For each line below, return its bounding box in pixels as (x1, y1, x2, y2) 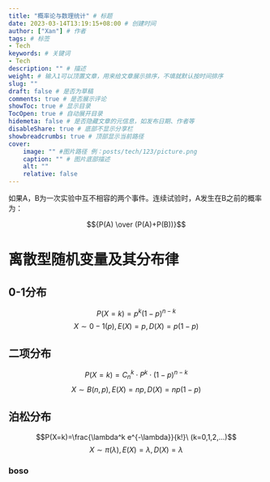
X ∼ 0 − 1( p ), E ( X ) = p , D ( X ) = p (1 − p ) (73, 321, 199, 331)
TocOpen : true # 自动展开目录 (8, 110, 103, 118)
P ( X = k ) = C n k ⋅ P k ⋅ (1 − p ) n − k (84, 369, 188, 382)
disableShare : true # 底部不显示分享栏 (8, 125, 134, 133)
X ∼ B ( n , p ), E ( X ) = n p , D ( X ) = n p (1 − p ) (71, 384, 201, 394)
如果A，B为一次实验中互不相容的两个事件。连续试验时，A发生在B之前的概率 (8, 194, 262, 203)
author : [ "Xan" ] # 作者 (8, 27, 87, 35)
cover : (8, 139, 31, 148)
